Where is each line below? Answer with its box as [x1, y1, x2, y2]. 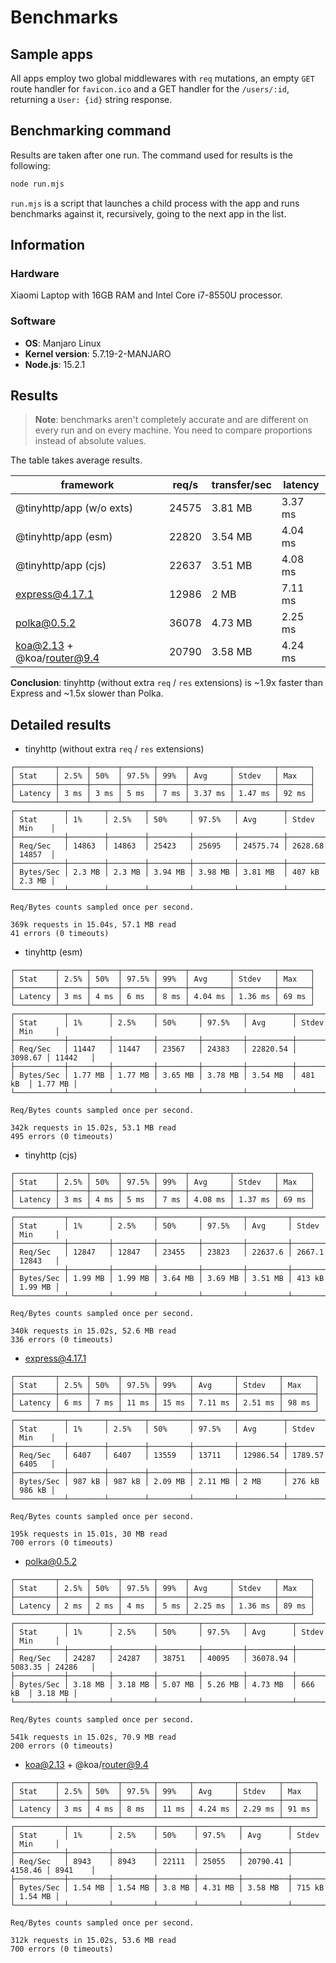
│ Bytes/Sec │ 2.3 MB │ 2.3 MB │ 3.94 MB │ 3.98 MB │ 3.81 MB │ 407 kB [10, 867, 320, 878]
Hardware [10, 267, 60, 280]
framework [60, 478, 115, 492]
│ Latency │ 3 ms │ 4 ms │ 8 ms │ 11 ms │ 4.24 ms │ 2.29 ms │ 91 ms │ [10, 1804, 320, 1815]
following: [10, 159, 51, 171]
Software [10, 314, 57, 328]
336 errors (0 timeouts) [10, 1335, 114, 1345]
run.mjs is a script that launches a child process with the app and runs [10, 197, 300, 209]
